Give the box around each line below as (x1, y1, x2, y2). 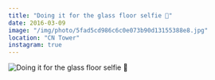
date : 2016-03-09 (8, 19, 66, 27)
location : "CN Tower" (8, 33, 80, 42)
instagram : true (8, 41, 62, 49)
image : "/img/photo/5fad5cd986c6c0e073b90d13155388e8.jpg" (8, 26, 209, 34)
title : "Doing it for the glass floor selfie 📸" (8, 11, 173, 20)
